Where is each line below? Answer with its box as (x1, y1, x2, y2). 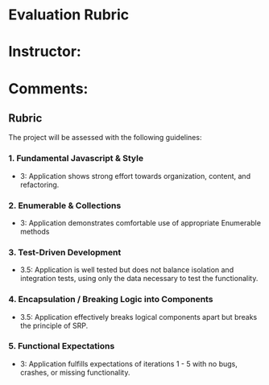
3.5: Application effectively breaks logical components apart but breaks (19, 312, 258, 321)
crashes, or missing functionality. (19, 367, 130, 377)
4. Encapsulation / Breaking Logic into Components (8, 294, 213, 305)
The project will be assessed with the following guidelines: (8, 133, 202, 143)
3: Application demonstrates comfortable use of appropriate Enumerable (19, 217, 262, 227)
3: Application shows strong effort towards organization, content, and (19, 171, 251, 180)
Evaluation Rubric (8, 6, 130, 24)
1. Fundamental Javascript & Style (8, 153, 143, 164)
